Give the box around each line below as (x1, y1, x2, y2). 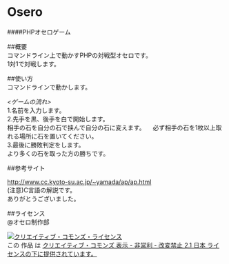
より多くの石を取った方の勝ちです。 (7, 149, 110, 157)
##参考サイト (7, 163, 46, 172)
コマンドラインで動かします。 (7, 83, 92, 91)
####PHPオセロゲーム (7, 28, 71, 36)
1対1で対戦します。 (7, 59, 60, 68)
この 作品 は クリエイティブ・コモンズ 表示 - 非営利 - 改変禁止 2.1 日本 (7, 241, 206, 249)
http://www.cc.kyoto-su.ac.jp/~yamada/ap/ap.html (7, 177, 152, 186)
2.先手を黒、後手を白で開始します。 (7, 114, 109, 123)
